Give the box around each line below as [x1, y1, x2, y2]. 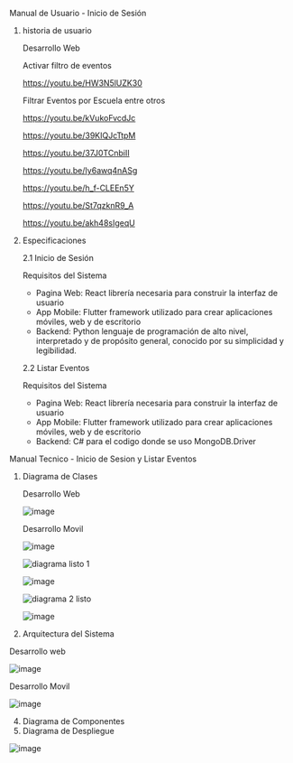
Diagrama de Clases [22, 471, 98, 481]
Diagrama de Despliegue [22, 726, 114, 736]
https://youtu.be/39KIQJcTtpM [22, 130, 136, 141]
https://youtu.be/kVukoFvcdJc [22, 113, 136, 123]
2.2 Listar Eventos [22, 363, 90, 373]
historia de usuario [22, 25, 92, 35]
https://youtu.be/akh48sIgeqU [22, 218, 135, 228]
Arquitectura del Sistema [22, 628, 114, 639]
